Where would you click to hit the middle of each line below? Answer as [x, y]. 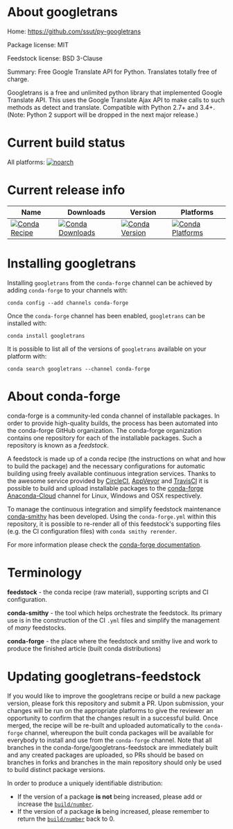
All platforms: [26, 162]
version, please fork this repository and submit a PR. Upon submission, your [115, 703]
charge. [18, 79]
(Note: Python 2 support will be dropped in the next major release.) [103, 115]
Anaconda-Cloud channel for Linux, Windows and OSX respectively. [105, 495]
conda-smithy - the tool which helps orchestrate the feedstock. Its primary [115, 613]
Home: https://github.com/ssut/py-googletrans [74, 31]
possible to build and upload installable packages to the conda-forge [105, 488]
